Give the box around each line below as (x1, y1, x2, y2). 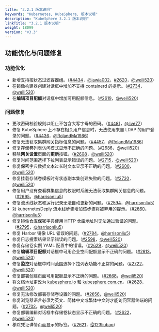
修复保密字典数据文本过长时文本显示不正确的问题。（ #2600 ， (12, 163, 134, 169)
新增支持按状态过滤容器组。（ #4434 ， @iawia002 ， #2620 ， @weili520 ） (12, 77, 157, 83)
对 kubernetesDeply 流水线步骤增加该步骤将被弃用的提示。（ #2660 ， (12, 206, 149, 212)
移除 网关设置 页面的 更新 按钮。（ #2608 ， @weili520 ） (12, 151, 117, 156)
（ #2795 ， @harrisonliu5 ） (12, 224, 66, 230)
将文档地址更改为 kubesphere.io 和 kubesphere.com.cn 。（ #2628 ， (12, 279, 146, 285)
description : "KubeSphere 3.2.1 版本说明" (5, 16, 89, 21)
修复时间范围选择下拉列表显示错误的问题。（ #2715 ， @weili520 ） (12, 157, 141, 163)
